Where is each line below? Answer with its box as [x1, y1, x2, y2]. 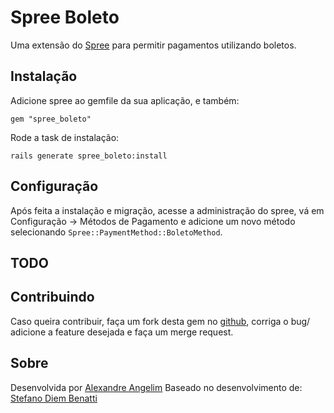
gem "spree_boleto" [10, 114, 92, 124]
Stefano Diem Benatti [10, 392, 98, 404]
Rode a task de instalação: [10, 131, 120, 143]
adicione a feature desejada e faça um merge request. [10, 326, 234, 338]
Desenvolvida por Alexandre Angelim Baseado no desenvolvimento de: [10, 381, 303, 393]
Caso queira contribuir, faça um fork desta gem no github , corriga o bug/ [10, 315, 311, 327]
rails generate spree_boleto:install [10, 151, 168, 161]
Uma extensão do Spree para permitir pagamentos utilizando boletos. [10, 39, 297, 51]
